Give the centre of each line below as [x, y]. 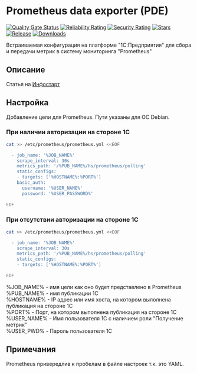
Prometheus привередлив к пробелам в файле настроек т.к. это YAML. [95, 364]
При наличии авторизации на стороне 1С [68, 132]
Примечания [31, 350]
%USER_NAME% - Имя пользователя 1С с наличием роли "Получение [95, 318]
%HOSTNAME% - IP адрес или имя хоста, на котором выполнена [88, 299]
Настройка [27, 103]
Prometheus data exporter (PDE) [87, 11]
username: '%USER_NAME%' [52, 188]
